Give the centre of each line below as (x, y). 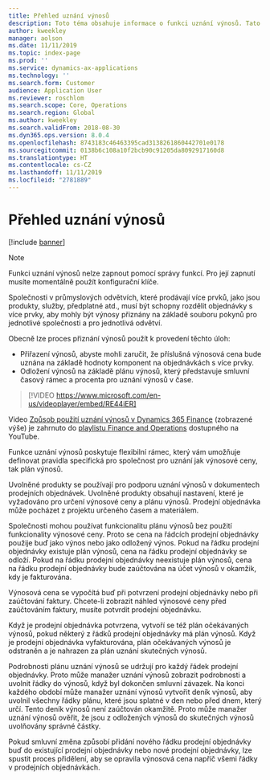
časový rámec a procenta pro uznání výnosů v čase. (107, 379)
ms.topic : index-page (45, 53)
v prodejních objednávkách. (54, 767)
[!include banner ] (37, 242)
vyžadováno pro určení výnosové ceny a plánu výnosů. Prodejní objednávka (135, 501)
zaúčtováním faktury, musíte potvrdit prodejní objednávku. (105, 609)
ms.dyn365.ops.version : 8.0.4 (59, 135)
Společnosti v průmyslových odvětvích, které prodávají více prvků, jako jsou (134, 297)
